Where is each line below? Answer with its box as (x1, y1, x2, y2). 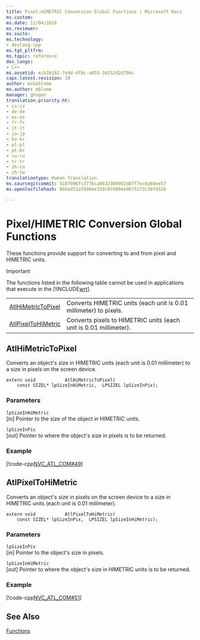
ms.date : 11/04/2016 (6, 20, 58, 26)
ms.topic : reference (6, 53, 58, 59)
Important (6, 267, 30, 274)
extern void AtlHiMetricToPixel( (6, 377, 116, 384)
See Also (6, 611, 40, 622)
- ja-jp (6, 131, 26, 137)
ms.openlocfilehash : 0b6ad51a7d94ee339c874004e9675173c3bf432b (6, 186, 167, 192)
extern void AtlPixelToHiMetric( (6, 511, 116, 517)
